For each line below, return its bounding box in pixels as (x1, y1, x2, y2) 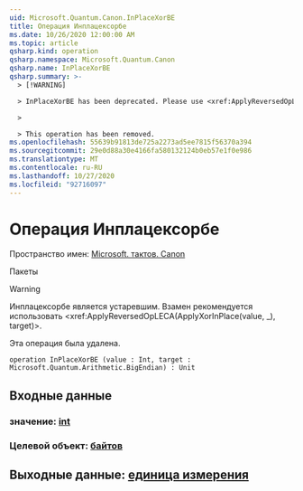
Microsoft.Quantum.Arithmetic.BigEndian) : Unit (9, 364, 196, 373)
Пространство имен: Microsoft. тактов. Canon (9, 249, 186, 260)
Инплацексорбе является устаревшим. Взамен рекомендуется (9, 301, 253, 312)
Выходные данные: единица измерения (9, 467, 250, 483)
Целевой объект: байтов (9, 439, 124, 452)
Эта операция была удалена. (9, 338, 121, 349)
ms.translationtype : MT (9, 155, 99, 164)
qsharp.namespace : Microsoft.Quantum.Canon (9, 55, 176, 64)
